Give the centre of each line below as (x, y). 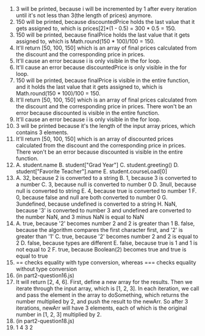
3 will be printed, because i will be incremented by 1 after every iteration (106, 9)
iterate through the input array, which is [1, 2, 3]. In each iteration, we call (107, 288)
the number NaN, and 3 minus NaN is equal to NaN (80, 217)
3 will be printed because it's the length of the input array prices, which (106, 126)
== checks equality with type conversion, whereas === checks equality (106, 262)
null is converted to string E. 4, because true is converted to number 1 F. (106, 191)
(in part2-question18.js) (45, 321)
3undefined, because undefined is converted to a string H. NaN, (96, 204)
